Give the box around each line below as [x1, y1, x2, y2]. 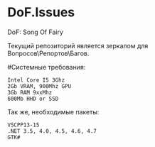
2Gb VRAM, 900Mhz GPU [7, 82, 72, 89]
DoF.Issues [7, 4, 75, 21]
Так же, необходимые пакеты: [7, 107, 100, 116]
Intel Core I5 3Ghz [7, 76, 65, 84]
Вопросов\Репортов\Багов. [7, 49, 90, 58]
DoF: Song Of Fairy [7, 28, 64, 36]
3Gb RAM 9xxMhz [7, 89, 53, 96]
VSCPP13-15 [7, 121, 40, 129]
